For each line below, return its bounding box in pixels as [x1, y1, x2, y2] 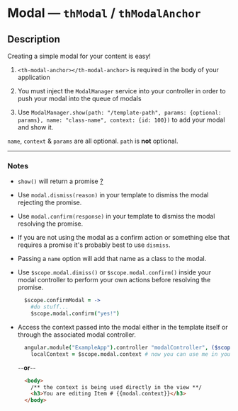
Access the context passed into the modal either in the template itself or [17, 323, 228, 331]
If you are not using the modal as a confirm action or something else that [17, 233, 230, 242]
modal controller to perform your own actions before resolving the [17, 276, 211, 284]
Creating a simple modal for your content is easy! [7, 52, 151, 60]
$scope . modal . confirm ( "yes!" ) [30, 310, 120, 318]
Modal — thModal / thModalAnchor [7, 5, 201, 21]
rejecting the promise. [17, 198, 82, 207]
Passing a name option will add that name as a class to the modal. [17, 255, 207, 263]
